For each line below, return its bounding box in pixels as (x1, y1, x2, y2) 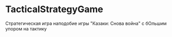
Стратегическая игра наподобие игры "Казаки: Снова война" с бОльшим (5, 20, 167, 26)
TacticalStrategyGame (5, 4, 104, 15)
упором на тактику (5, 25, 47, 31)
